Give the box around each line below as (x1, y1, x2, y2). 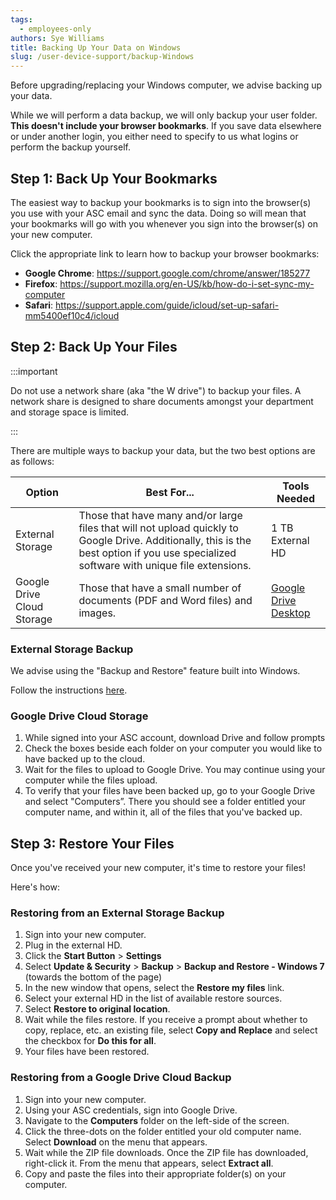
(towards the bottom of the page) (24, 971, 163, 983)
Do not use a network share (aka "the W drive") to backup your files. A (10, 384, 302, 396)
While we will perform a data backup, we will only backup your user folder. (10, 109, 318, 121)
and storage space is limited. (10, 406, 130, 418)
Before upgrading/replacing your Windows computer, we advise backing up (10, 79, 323, 91)
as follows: (10, 455, 55, 467)
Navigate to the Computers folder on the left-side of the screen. (24, 1114, 290, 1126)
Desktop (271, 606, 311, 620)
